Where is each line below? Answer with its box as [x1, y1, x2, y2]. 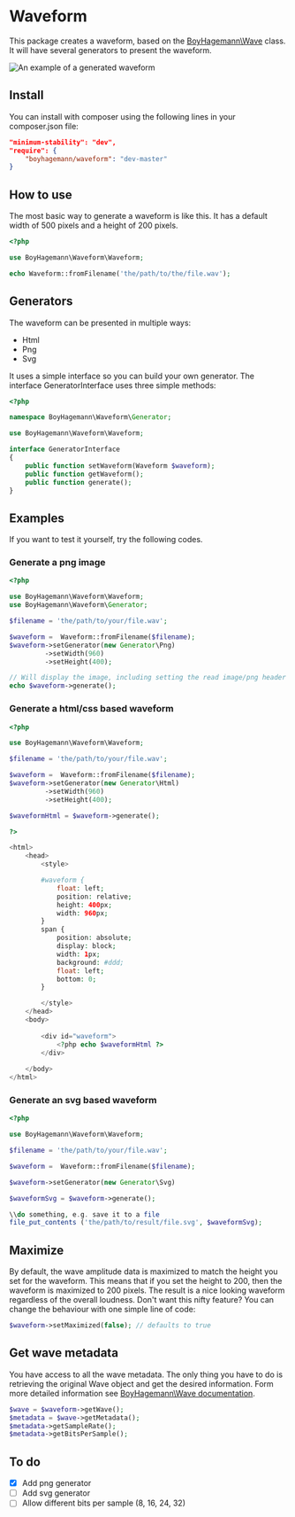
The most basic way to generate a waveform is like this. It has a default [9, 211, 268, 222]
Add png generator [21, 1478, 92, 1489]
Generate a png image [9, 556, 106, 569]
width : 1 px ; [56, 950, 101, 959]
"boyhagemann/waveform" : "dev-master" [25, 154, 168, 163]
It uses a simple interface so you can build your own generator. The [9, 370, 254, 381]
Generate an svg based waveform [9, 1093, 157, 1106]
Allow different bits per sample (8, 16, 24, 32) [21, 1498, 185, 1508]
